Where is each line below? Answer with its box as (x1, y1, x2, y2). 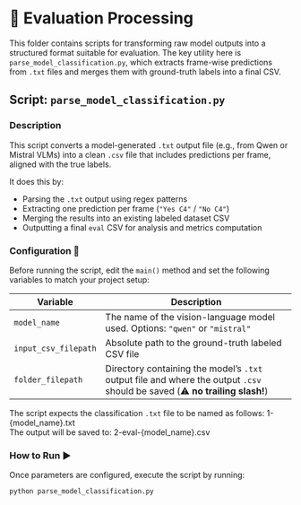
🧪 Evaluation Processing (9, 8, 194, 29)
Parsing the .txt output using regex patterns (21, 193, 188, 205)
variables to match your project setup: (9, 274, 150, 285)
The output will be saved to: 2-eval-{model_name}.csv (9, 426, 211, 438)
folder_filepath (13, 374, 83, 385)
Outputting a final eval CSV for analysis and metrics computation (21, 222, 262, 232)
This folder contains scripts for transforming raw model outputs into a (9, 38, 266, 48)
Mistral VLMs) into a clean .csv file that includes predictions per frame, (9, 149, 271, 160)
